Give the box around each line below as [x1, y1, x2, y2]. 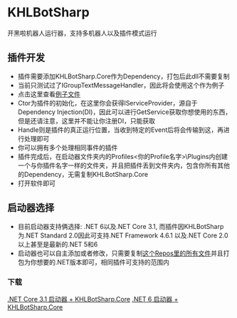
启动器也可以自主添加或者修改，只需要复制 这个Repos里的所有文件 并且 [17, 249, 224, 257]
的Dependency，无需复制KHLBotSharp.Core [17, 170, 148, 178]
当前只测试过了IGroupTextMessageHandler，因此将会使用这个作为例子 [17, 81, 225, 89]
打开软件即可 [17, 179, 56, 188]
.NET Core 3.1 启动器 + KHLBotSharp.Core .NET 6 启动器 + [7, 294, 179, 303]
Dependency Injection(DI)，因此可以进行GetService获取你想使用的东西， [17, 108, 232, 116]
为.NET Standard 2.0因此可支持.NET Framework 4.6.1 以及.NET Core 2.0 [17, 231, 229, 240]
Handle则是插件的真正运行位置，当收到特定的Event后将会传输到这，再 [17, 125, 224, 134]
